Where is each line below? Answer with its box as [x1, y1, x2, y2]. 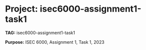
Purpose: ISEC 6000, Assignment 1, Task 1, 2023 [5, 39, 105, 45]
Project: [5, 3, 38, 15]
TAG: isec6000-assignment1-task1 [5, 30, 75, 35]
